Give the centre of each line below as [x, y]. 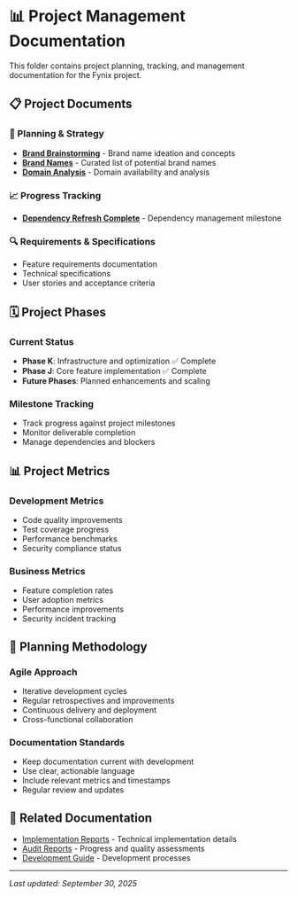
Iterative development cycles [75, 690]
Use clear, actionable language [78, 771]
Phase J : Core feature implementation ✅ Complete [114, 370]
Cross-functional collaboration [78, 719]
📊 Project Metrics [60, 471]
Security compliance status [72, 548]
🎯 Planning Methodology [78, 647]
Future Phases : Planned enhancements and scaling [116, 380]
